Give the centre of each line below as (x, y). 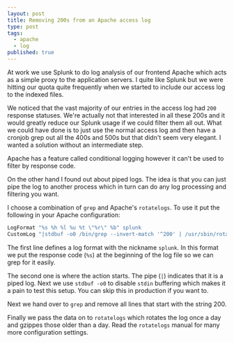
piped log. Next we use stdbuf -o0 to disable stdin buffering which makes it (117, 283)
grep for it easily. (31, 262)
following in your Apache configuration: (64, 215)
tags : (15, 33)
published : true (31, 53)
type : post (23, 26)
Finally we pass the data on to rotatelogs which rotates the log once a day (114, 317)
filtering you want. (33, 194)
